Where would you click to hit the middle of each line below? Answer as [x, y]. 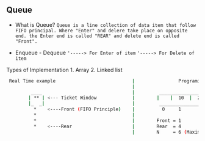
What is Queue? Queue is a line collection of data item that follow [106, 24]
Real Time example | [72, 81]
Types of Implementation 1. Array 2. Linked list [64, 70]
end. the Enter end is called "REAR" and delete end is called [97, 36]
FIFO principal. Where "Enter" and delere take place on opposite [101, 31]
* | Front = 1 [107, 121]
